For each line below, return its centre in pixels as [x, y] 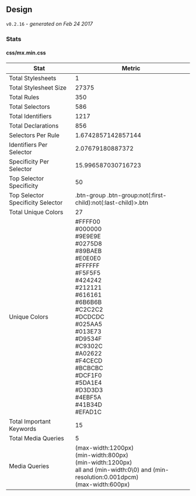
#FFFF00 [88, 221]
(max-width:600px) [102, 484]
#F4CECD [89, 361]
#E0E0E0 [88, 258]
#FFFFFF [87, 265]
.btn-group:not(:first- [137, 195]
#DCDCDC [90, 317]
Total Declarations [34, 125]
